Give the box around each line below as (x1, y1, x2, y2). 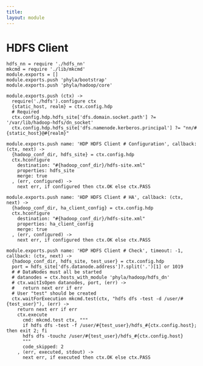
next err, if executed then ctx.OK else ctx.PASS (22, 354, 151, 361)
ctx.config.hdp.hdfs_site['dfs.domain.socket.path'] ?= (12, 114, 156, 121)
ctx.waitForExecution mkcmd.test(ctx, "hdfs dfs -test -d (12, 296, 162, 302)
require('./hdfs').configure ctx (12, 98, 97, 104)
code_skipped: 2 (22, 344, 64, 350)
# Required (12, 109, 40, 115)
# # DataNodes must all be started (12, 269, 102, 275)
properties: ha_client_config (17, 221, 94, 228)
